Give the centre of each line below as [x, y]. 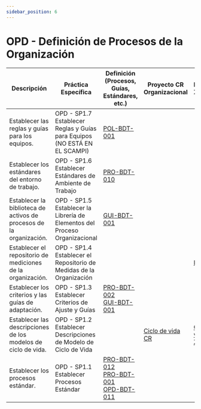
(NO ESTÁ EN [74, 143]
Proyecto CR [166, 85]
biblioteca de [28, 207]
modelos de [26, 342]
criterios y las [28, 294]
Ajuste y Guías [75, 309]
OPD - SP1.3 [73, 287]
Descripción [29, 88]
